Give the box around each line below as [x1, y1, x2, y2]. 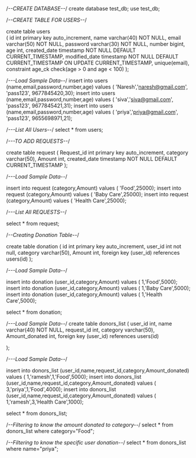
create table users [6, 28, 50, 35]
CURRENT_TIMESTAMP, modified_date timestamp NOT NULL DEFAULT [6, 53, 179, 60]
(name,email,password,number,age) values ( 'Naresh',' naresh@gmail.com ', [6, 83, 188, 90]
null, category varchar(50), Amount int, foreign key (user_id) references [6, 249, 180, 256]
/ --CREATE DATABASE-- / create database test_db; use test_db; [6, 5, 161, 12]
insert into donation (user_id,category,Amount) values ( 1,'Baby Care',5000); [6, 285, 191, 291]
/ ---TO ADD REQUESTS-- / [6, 138, 70, 144]
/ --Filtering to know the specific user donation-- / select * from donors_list [6, 439, 187, 446]
